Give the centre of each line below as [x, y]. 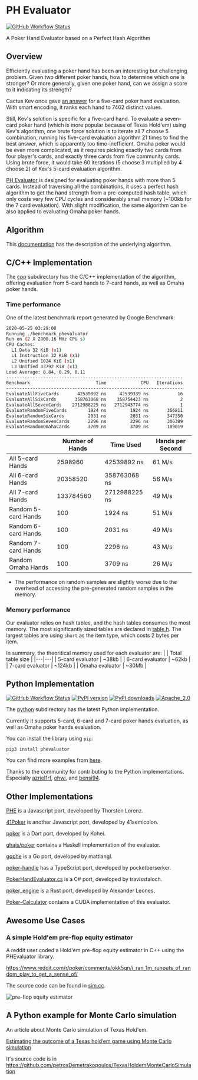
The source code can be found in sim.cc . [56, 985]
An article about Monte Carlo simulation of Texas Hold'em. [77, 1029]
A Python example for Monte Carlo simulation [91, 1015]
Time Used [126, 445]
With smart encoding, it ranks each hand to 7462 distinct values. [84, 107]
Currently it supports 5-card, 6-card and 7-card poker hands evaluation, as [97, 721]
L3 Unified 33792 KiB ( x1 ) [44, 366]
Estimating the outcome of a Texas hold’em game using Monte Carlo [89, 1041]
